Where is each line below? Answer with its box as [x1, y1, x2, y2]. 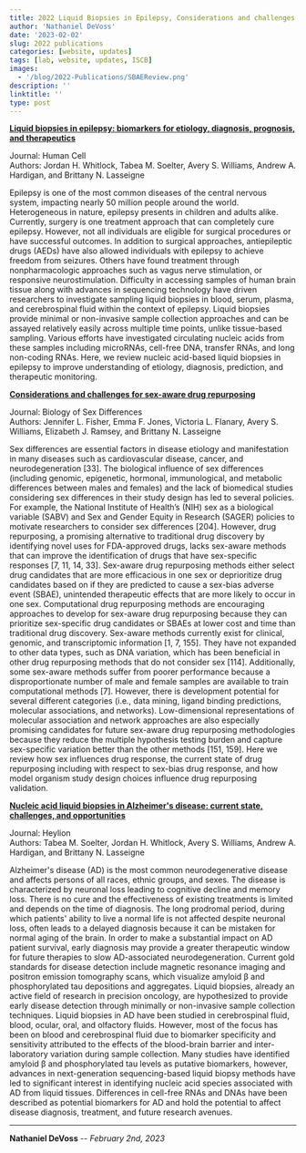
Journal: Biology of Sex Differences [9, 407, 143, 417]
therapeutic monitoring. [9, 371, 97, 383]
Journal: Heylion [9, 828, 71, 839]
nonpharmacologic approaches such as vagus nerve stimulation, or [9, 265, 262, 276]
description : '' [9, 81, 71, 90]
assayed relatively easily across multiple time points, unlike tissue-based [9, 323, 282, 334]
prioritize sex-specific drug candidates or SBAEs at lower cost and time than [9, 618, 296, 629]
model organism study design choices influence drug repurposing [9, 773, 258, 784]
